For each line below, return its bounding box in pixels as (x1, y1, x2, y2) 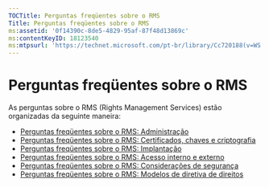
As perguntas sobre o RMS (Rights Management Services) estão (8, 103, 222, 112)
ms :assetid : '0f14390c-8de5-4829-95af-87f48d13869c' (8, 26, 189, 35)
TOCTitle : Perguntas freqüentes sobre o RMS (8, 11, 160, 20)
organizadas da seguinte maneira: (8, 112, 122, 121)
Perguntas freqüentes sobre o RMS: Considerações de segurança (19, 161, 239, 171)
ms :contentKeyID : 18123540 (8, 34, 99, 43)
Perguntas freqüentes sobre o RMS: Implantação (19, 144, 182, 153)
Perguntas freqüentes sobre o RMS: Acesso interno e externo (19, 152, 225, 162)
